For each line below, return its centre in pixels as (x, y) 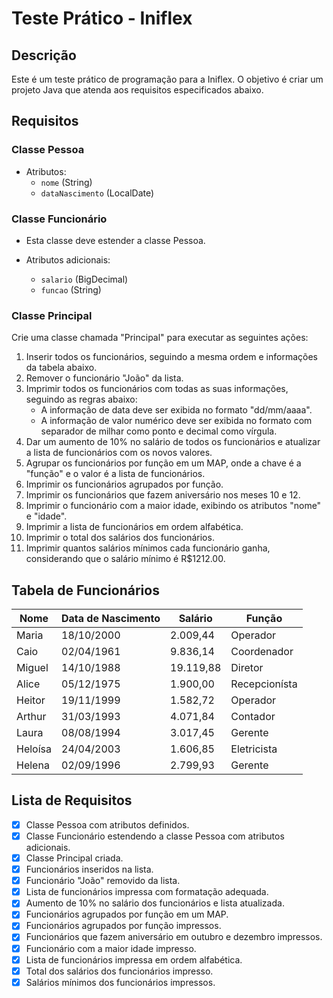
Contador (253, 717)
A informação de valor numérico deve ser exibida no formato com (176, 421)
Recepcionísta (264, 684)
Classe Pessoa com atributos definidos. (107, 824)
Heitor (31, 700)
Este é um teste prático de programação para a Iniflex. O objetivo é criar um (167, 79)
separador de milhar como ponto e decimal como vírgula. (159, 431)
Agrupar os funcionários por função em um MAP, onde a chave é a (163, 463)
